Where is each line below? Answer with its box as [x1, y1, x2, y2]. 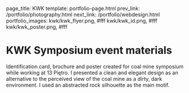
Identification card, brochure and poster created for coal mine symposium [6, 63, 184, 70]
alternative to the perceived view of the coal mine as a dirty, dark [6, 75, 162, 82]
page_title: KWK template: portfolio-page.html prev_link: [6, 5, 140, 12]
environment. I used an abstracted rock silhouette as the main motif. [6, 81, 170, 88]
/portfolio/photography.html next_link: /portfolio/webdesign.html [6, 11, 160, 18]
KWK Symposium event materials [6, 44, 172, 57]
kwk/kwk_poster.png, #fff [6, 23, 68, 30]
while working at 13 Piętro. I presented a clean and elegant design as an [6, 69, 178, 76]
